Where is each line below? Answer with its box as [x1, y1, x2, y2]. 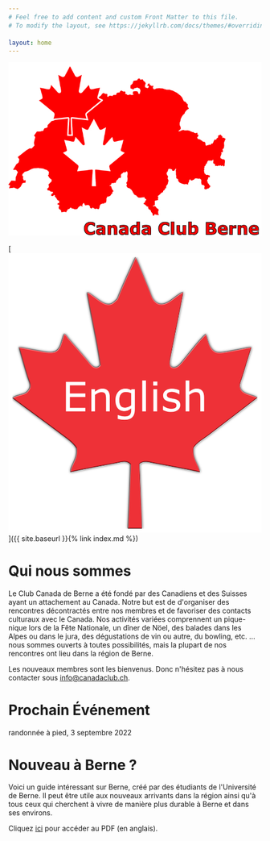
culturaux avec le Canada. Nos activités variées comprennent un [8, 614, 223, 624]
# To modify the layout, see [8, 21, 106, 30]
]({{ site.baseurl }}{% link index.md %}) [8, 533, 139, 543]
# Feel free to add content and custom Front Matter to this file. [8, 13, 239, 21]
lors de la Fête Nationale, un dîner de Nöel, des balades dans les [28, 622, 242, 632]
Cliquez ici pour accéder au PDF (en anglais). [8, 823, 158, 834]
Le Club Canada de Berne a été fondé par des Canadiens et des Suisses [8, 589, 247, 598]
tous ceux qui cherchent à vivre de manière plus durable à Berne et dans [8, 799, 249, 810]
